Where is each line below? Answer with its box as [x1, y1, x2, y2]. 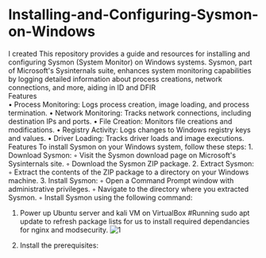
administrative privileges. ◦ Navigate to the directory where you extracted [8, 184, 249, 193]
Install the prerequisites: [19, 240, 99, 250]
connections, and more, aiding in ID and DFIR [8, 82, 156, 92]
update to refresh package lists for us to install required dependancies [19, 217, 250, 226]
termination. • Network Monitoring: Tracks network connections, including [8, 107, 252, 117]
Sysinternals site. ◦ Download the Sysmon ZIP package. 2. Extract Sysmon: [8, 158, 254, 168]
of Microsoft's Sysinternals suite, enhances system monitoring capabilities [8, 65, 252, 75]
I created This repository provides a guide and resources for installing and [8, 49, 250, 58]
